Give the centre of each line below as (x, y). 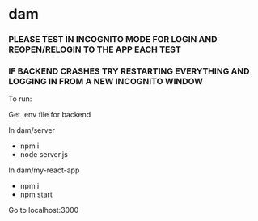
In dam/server (32, 130)
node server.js (44, 155)
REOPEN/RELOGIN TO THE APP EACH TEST (95, 49)
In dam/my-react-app (44, 170)
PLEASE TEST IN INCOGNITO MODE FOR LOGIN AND (113, 40)
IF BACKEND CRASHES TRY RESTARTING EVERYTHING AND (129, 71)
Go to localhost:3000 (44, 210)
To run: (20, 99)
